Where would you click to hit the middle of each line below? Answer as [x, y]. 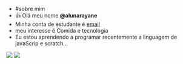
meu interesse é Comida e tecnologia [62, 30]
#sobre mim [30, 9]
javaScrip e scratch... [42, 43]
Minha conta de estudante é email [57, 24]
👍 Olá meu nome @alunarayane [56, 15]
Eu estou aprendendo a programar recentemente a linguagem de [96, 37]
